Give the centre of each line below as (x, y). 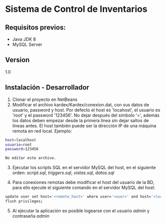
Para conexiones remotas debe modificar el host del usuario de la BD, (83, 182)
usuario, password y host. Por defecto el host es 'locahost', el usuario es (86, 110)
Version (17, 60)
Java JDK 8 (24, 39)
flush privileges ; (24, 201)
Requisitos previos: (35, 27)
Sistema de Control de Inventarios (76, 9)
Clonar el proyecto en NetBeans (45, 99)
